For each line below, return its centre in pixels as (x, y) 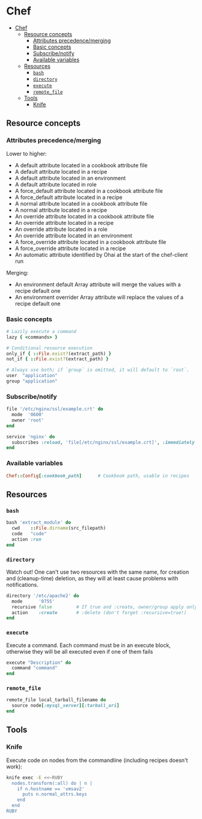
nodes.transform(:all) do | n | (52, 783)
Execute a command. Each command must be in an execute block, (89, 645)
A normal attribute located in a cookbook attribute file (81, 203)
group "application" (32, 381)
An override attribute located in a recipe (64, 222)
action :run (27, 539)
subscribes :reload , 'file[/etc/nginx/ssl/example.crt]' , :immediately (103, 442)
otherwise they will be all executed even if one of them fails (80, 651)
